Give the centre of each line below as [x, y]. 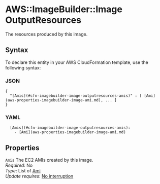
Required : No [19, 165]
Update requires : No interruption [39, 176]
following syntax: [23, 67]
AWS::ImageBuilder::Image [64, 9]
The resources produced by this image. [46, 34]
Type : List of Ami [23, 171]
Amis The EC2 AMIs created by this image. [49, 160]
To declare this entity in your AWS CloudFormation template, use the [77, 62]
